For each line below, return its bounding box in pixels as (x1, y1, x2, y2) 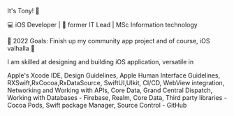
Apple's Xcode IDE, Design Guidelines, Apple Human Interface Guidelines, (7, 71, 221, 80)
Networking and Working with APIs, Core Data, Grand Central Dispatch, (7, 86, 213, 94)
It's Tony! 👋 (7, 7, 40, 15)
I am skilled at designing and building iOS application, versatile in (7, 58, 194, 66)
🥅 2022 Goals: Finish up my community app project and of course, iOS (7, 37, 210, 45)
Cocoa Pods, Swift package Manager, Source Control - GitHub (7, 101, 187, 109)
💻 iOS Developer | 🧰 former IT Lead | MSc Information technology (7, 21, 198, 29)
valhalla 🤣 (7, 44, 35, 52)
